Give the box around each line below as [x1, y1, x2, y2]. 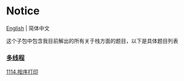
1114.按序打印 [6, 68, 39, 76]
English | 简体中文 [6, 24, 50, 32]
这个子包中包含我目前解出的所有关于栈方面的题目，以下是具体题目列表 [6, 37, 179, 44]
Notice [6, 4, 40, 18]
